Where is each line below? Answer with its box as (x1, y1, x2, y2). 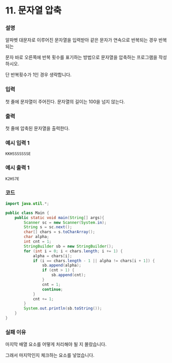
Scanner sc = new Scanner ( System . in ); (24, 220, 107, 225)
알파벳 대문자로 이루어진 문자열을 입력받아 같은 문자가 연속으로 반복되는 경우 (5, 37, 158, 43)
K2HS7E (5, 176, 20, 181)
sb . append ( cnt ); (51, 273, 86, 278)
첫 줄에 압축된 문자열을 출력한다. (5, 125, 70, 132)
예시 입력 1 (5, 139, 30, 147)
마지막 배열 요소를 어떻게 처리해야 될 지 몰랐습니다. (5, 341, 107, 348)
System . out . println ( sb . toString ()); (24, 306, 102, 311)
